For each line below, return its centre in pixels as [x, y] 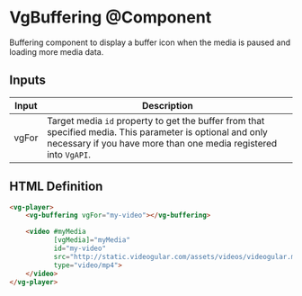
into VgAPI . [69, 154]
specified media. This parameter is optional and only [157, 131]
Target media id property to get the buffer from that [155, 121]
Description [168, 105]
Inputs [28, 81]
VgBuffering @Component [111, 18]
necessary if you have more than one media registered [162, 143]
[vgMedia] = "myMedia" [92, 240]
